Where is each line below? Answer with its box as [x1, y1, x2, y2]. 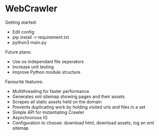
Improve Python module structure [12, 69, 81, 75]
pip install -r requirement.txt [12, 34, 69, 40]
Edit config [12, 29, 34, 35]
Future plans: [5, 49, 32, 55]
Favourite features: [5, 79, 43, 85]
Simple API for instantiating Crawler [12, 109, 85, 115]
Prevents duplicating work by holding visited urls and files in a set [12, 104, 146, 110]
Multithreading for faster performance [12, 88, 90, 94]
